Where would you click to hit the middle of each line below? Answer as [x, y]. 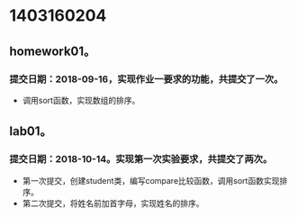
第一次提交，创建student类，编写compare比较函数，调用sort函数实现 [151, 180]
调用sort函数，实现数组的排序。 [81, 100]
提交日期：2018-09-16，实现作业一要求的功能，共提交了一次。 [146, 79]
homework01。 [53, 51]
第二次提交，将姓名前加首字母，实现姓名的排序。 [113, 203]
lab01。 [31, 131]
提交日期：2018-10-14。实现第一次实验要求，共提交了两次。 [141, 159]
